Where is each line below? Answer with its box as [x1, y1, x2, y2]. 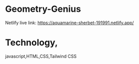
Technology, [5, 37, 58, 48]
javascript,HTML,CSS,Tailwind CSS [5, 53, 77, 59]
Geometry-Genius [5, 3, 81, 15]
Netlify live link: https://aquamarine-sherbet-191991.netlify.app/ [5, 20, 134, 26]
